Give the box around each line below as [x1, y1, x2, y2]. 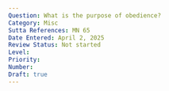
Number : [8, 63, 34, 71]
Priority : [8, 56, 41, 64]
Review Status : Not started [8, 41, 102, 49]
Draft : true [8, 70, 48, 78]
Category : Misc [8, 19, 59, 27]
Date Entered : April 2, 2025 [8, 33, 105, 42]
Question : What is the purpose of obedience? [8, 11, 161, 20]
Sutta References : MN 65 [8, 26, 90, 34]
